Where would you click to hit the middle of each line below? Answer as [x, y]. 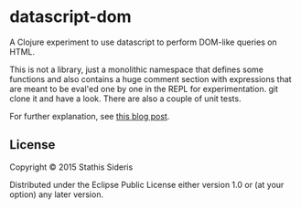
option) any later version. [56, 194]
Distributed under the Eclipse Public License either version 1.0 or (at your [147, 184]
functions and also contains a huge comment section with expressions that [150, 78]
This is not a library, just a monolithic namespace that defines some [136, 69]
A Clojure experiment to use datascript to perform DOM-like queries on [143, 42]
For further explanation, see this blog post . [90, 116]
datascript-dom [70, 17]
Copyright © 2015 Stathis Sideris [71, 167]
